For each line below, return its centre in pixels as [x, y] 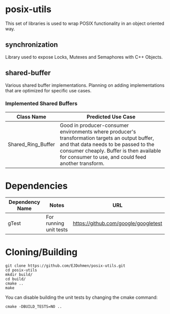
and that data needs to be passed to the [107, 144]
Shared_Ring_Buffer [31, 144]
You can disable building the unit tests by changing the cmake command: [81, 297]
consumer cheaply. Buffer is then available [110, 151]
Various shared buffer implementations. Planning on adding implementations [85, 85]
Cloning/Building [41, 252]
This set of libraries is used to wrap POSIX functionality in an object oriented [85, 23]
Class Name [31, 117]
